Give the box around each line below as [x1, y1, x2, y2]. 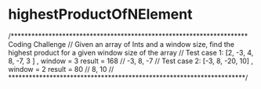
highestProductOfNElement [8, 5, 193, 23]
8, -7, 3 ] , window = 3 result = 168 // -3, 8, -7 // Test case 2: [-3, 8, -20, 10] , [8, 56, 253, 66]
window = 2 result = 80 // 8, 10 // [8, 64, 114, 73]
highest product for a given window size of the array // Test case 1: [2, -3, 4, [8, 48, 254, 57]
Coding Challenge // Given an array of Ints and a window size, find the [8, 39, 235, 48]
